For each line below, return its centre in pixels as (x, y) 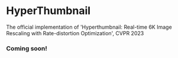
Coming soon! (27, 48)
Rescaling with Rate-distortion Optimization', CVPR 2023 (75, 33)
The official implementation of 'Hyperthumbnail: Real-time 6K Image (89, 27)
